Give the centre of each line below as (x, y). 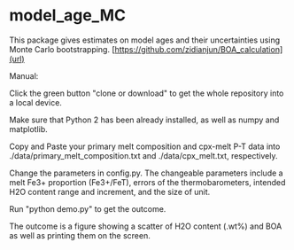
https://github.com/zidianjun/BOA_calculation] (199, 49)
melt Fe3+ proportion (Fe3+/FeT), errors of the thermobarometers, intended (147, 182)
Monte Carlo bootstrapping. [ (62, 49)
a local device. (35, 102)
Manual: (24, 75)
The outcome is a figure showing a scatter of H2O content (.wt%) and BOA (146, 226)
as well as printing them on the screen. (80, 235)
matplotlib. (29, 129)
